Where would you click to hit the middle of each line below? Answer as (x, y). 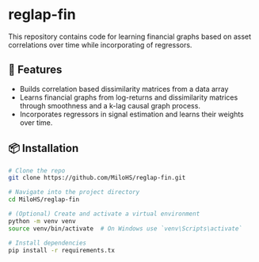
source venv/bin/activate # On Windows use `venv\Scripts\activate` (126, 228)
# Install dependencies (48, 243)
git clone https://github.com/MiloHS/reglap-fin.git (97, 178)
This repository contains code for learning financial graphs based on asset (130, 36)
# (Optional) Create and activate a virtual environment (104, 214)
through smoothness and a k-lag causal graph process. (110, 105)
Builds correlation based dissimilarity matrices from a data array (124, 89)
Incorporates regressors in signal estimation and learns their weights (131, 114)
